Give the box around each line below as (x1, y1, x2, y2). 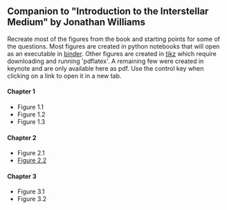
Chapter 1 (7, 87, 36, 96)
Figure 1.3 (17, 118, 46, 126)
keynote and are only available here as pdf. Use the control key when (7, 64, 204, 72)
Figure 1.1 (17, 103, 44, 112)
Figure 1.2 (17, 110, 46, 119)
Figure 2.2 (17, 156, 47, 165)
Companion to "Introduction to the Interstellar (7, 6, 209, 17)
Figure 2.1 (17, 149, 45, 157)
